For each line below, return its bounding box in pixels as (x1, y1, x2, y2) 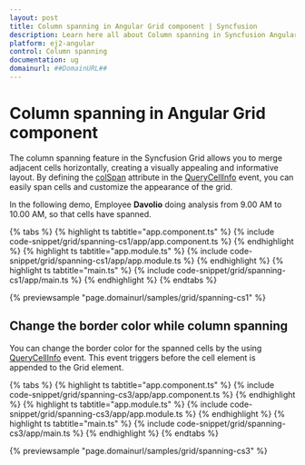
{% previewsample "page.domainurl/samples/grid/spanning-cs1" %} (9, 292, 266, 302)
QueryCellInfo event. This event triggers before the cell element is (9, 351, 256, 363)
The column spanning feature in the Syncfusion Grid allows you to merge (9, 152, 283, 163)
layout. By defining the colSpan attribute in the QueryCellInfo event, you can (9, 172, 294, 183)
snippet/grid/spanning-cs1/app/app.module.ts (9, 255, 182, 266)
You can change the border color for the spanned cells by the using (9, 342, 262, 353)
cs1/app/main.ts (9, 274, 69, 285)
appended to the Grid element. (9, 361, 124, 372)
